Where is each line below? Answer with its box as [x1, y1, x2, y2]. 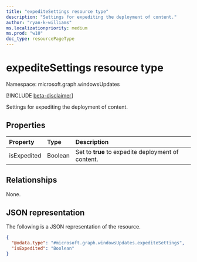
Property [9, 137, 35, 146]
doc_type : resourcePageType [6, 36, 75, 42]
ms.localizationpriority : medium [6, 25, 88, 31]
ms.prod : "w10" [6, 31, 43, 36]
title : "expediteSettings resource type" [6, 8, 109, 15]
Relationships [6, 175, 57, 185]
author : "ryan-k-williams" [6, 19, 72, 25]
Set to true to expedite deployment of [75, 147, 179, 156]
